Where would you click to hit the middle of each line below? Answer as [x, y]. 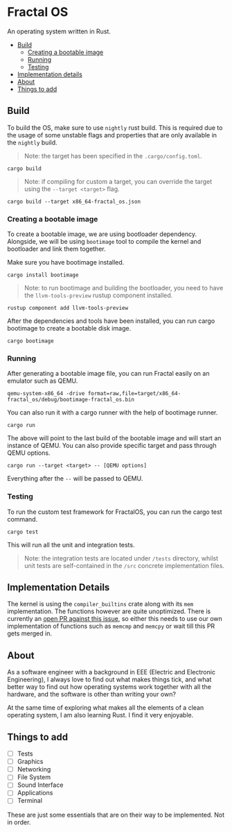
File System [34, 777]
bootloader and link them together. [56, 249]
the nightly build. [32, 142]
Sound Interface [40, 785]
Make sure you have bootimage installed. [66, 263]
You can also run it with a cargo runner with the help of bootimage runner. [113, 413]
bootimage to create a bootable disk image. [69, 328]
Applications [35, 793]
